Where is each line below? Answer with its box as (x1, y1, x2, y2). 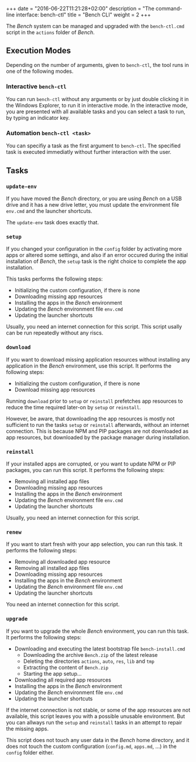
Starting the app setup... (23, 670, 82, 677)
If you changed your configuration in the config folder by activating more (6, 245, 183, 252)
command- (156, 5, 183, 12)
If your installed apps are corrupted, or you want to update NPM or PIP (6, 460, 176, 467)
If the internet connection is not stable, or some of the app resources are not (6, 706, 191, 713)
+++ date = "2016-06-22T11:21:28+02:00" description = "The (6, 5, 155, 12)
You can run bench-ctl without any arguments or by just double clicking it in (6, 96, 189, 103)
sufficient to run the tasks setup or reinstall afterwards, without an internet (6, 421, 189, 428)
